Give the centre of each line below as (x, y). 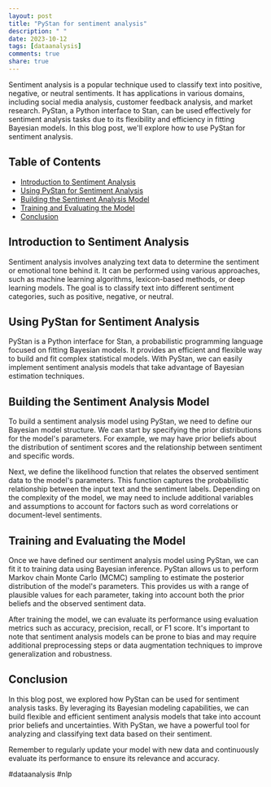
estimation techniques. (47, 376)
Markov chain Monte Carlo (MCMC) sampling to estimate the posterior (127, 577)
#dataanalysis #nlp (40, 774)
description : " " (38, 31)
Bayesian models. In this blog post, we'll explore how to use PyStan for (127, 128)
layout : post (31, 16)
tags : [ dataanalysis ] (45, 46)
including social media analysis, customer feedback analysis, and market (131, 102)
